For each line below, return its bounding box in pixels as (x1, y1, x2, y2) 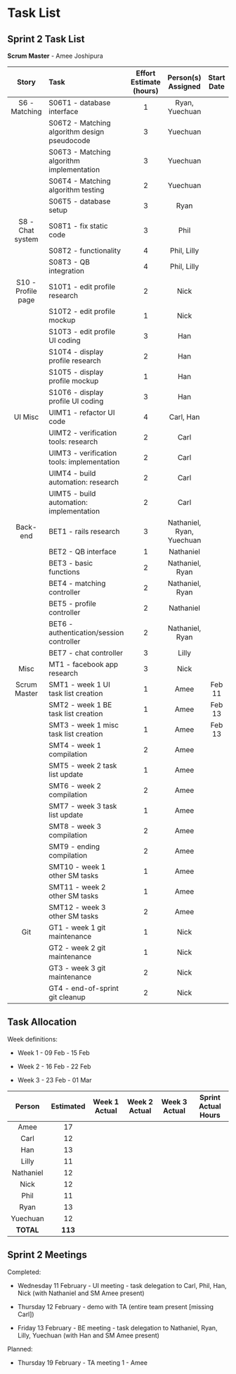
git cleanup (48, 992, 86, 1001)
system (13, 235, 39, 244)
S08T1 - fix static (48, 221, 108, 230)
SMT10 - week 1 (48, 862, 106, 871)
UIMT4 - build (48, 468, 96, 478)
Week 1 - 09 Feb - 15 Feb (17, 1048, 90, 1057)
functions (48, 567, 80, 577)
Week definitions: (7, 1035, 58, 1043)
